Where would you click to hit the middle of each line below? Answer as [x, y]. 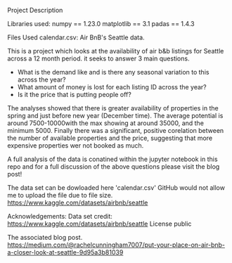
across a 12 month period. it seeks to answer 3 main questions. [98, 58]
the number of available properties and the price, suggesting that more [110, 138]
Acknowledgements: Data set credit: [60, 216]
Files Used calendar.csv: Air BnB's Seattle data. [76, 37]
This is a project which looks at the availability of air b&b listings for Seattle [116, 51]
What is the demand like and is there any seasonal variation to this [113, 72]
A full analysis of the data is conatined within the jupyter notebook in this [112, 159]
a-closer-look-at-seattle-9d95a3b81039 [65, 252]
